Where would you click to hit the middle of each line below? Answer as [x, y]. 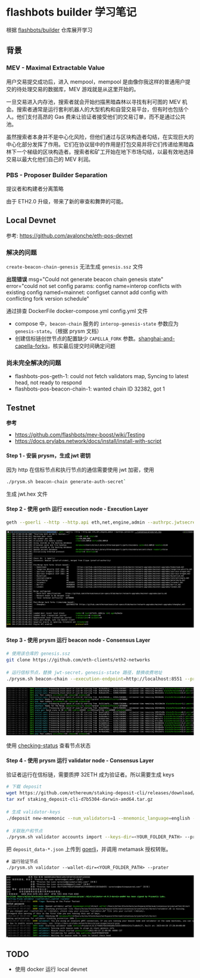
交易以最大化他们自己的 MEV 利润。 [50, 159]
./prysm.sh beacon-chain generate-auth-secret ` [66, 482]
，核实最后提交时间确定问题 [82, 346]
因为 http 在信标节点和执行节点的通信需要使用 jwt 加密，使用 [80, 470]
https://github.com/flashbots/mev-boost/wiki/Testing [80, 435]
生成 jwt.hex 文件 [27, 494]
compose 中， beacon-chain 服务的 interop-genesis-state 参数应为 [96, 324]
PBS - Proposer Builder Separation [57, 175]
